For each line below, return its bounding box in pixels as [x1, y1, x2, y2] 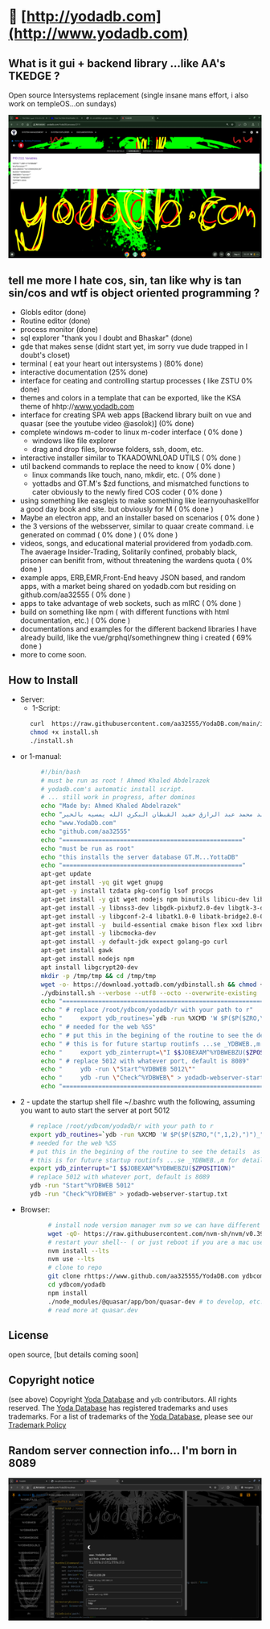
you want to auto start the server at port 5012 [19, 1105, 170, 1115]
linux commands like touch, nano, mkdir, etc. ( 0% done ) [31, 470, 221, 480]
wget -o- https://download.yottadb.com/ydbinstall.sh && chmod [40, 980, 257, 989]
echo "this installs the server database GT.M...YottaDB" [40, 853, 239, 861]
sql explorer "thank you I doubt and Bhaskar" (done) [19, 334, 193, 343]
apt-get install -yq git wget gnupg [40, 878, 163, 887]
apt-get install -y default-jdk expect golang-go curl [40, 938, 228, 946]
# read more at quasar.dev [47, 1306, 138, 1314]
